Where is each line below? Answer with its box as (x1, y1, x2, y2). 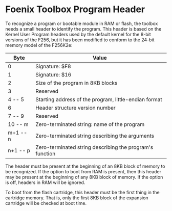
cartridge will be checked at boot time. (5, 200, 87, 206)
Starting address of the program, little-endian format (35, 96, 162, 103)
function (35, 150, 56, 157)
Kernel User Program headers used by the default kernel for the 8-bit (5, 31, 151, 37)
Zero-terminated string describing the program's (35, 144, 154, 151)
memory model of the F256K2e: (5, 42, 73, 48)
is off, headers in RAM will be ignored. (5, 179, 85, 186)
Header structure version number (35, 104, 116, 111)
